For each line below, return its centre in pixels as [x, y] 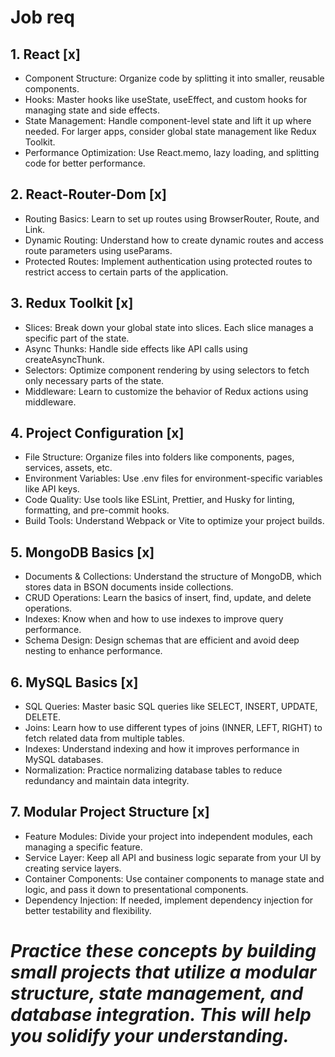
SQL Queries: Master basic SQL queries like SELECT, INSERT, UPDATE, [171, 707]
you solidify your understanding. [150, 1036]
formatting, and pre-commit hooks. [97, 510]
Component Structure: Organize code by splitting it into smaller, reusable [174, 78]
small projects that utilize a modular [163, 972]
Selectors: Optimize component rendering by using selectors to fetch [167, 370]
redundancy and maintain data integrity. [107, 781]
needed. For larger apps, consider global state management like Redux [170, 131]
